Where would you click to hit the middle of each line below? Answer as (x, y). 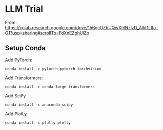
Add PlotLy (16, 113)
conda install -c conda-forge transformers (50, 87)
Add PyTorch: (19, 60)
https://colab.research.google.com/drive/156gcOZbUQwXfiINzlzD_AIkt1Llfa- (81, 27)
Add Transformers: (24, 78)
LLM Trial (24, 9)
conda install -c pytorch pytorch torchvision (53, 69)
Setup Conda (25, 48)
